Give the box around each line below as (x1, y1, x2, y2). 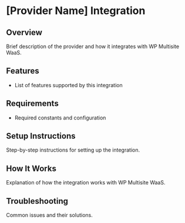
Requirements (6, 98, 59, 109)
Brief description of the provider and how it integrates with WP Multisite (6, 43, 180, 50)
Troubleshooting (6, 196, 69, 206)
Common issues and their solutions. (6, 212, 93, 219)
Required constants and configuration (14, 114, 106, 121)
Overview (6, 28, 43, 37)
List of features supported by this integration (14, 81, 123, 88)
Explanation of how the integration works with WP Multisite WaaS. (6, 179, 166, 186)
